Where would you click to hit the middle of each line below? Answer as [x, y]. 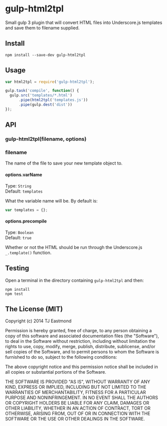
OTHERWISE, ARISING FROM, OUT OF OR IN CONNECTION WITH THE [78, 414]
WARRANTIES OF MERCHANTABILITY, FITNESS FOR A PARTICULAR [76, 393]
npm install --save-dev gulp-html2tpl [45, 55]
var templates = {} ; [27, 210]
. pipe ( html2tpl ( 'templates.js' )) [53, 100]
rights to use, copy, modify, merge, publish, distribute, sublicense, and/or [80, 347]
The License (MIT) [34, 309]
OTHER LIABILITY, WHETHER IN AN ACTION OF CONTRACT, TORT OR [78, 408]
